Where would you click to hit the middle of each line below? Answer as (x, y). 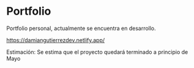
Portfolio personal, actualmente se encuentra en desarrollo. (81, 28)
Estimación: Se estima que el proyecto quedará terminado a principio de (97, 52)
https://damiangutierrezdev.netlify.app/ (56, 40)
